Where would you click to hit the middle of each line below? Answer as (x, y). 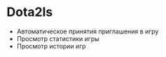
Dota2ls (30, 12)
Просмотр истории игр (51, 46)
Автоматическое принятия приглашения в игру (88, 31)
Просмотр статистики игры (58, 38)
